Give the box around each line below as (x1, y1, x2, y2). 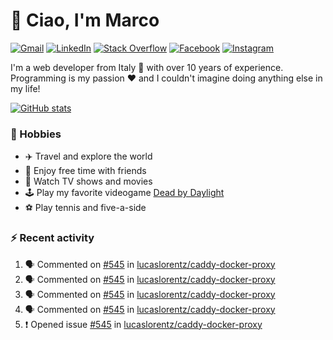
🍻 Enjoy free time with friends (24, 165, 147, 177)
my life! (10, 82, 41, 94)
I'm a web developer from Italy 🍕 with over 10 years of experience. (10, 61, 284, 73)
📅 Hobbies (10, 127, 62, 141)
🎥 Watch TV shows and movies (24, 175, 153, 188)
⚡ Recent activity (10, 231, 95, 245)
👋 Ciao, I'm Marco (10, 9, 160, 32)
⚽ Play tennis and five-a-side (24, 202, 147, 214)
